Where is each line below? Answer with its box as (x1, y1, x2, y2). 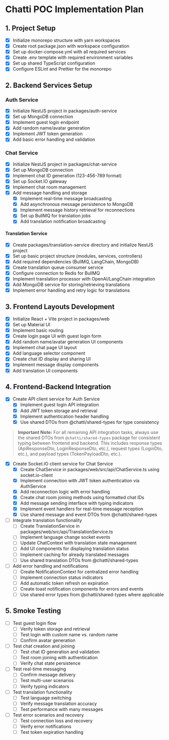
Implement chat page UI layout (12, 345, 77, 351)
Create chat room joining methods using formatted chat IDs (20, 494, 145, 500)
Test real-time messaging (12, 666, 66, 672)
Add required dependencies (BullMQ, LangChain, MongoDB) (12, 258, 139, 265)
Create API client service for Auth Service (12, 396, 100, 402)
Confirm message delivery (20, 672, 76, 678)
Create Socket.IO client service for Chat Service (12, 460, 113, 467)
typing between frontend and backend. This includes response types (17, 440, 162, 446)
